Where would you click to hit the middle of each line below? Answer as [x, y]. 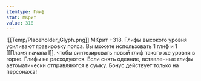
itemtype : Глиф [25, 12]
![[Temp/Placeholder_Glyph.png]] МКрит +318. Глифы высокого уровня [97, 40]
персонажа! [22, 72]
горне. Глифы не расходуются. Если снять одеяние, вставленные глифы [100, 59]
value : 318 [20, 23]
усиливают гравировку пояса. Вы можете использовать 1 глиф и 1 [92, 46]
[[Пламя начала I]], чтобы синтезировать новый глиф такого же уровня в [101, 53]
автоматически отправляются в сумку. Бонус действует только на [93, 65]
